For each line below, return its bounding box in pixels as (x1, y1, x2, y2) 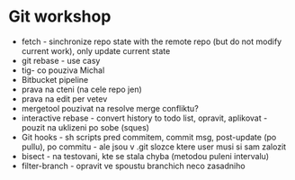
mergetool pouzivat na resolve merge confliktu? (21, 103, 199, 113)
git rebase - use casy (21, 55, 101, 66)
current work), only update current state (21, 45, 171, 56)
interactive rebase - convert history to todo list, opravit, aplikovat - (21, 112, 268, 123)
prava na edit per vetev (21, 93, 108, 104)
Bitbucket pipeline (21, 74, 89, 85)
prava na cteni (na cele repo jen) (21, 84, 143, 94)
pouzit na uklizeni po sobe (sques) (21, 121, 150, 132)
